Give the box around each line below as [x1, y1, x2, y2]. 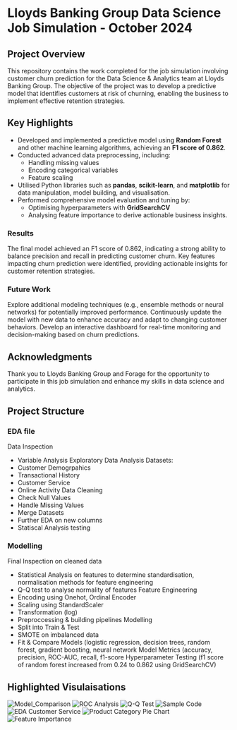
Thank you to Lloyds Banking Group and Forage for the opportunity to [7, 370, 210, 378]
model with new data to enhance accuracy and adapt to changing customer [7, 315, 227, 324]
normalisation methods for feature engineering [17, 578, 154, 587]
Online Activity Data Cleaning [17, 485, 104, 494]
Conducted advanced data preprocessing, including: [17, 150, 171, 159]
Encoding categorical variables [28, 166, 119, 174]
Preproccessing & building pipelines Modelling [17, 616, 153, 624]
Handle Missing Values [17, 501, 85, 509]
